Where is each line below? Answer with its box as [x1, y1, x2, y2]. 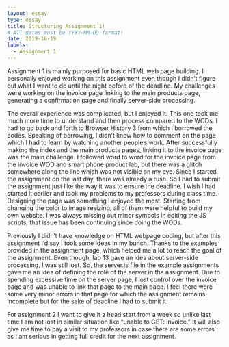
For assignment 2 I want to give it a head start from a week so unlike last [7, 310, 211, 318]
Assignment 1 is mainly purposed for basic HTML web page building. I [7, 66, 204, 75]
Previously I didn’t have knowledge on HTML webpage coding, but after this [7, 231, 221, 240]
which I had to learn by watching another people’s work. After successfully [7, 138, 217, 146]
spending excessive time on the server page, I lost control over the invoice [7, 275, 217, 283]
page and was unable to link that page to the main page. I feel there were [7, 282, 213, 291]
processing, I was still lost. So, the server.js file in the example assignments [7, 261, 219, 269]
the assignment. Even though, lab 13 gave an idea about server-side [7, 253, 199, 261]
